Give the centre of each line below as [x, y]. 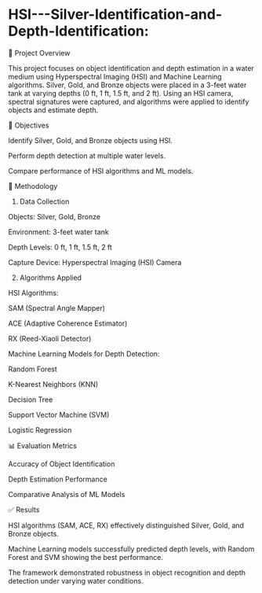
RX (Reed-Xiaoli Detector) [50, 338]
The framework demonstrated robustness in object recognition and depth [127, 573]
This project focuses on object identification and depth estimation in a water [131, 68]
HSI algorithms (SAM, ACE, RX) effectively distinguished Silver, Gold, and [126, 525]
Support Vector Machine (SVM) [59, 414]
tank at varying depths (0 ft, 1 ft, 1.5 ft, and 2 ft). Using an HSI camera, [121, 93]
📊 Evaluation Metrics [42, 445]
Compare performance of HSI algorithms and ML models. [101, 171]
